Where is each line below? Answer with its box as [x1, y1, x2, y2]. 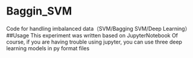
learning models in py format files [6, 44, 90, 52]
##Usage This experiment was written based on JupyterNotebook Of [6, 31, 179, 39]
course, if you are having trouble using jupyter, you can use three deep [6, 38, 183, 45]
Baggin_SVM [6, 4, 72, 18]
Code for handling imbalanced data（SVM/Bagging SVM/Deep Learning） [6, 25, 191, 32]
